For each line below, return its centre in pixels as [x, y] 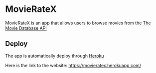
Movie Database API [26, 28]
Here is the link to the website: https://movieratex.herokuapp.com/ [73, 65]
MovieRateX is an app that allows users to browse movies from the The [78, 23]
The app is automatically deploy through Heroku [55, 56]
